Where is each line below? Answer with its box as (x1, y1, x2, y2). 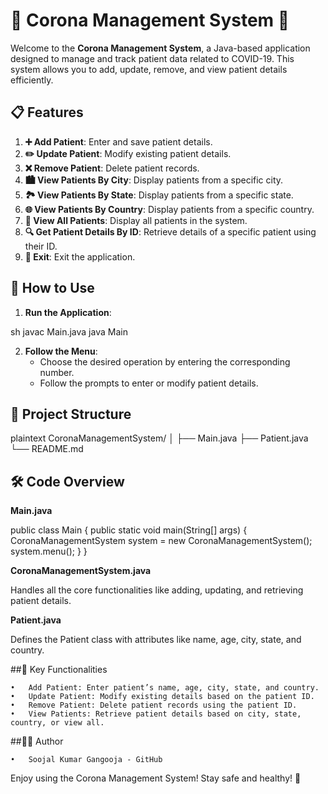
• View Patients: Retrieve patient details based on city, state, (10, 709, 302, 719)
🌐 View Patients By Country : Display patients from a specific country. (24, 203, 315, 215)
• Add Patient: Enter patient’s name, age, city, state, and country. (10, 683, 320, 693)
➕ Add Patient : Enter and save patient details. (24, 135, 213, 148)
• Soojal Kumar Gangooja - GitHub (10, 755, 163, 765)
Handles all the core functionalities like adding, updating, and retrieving (10, 584, 304, 596)
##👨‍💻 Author (10, 735, 64, 748)
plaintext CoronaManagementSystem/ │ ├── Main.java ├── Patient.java (10, 432, 309, 444)
